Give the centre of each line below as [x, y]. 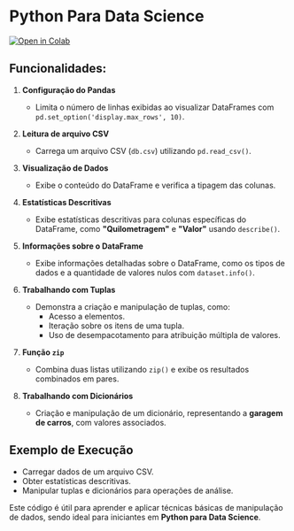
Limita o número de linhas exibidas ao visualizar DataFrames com [155, 107]
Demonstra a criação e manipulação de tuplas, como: [132, 306]
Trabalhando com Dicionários [77, 396]
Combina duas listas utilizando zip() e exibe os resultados [142, 369]
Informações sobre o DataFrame [82, 246]
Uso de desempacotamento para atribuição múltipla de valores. [164, 335]
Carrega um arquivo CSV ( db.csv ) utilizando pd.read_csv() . [143, 150]
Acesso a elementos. [87, 316]
